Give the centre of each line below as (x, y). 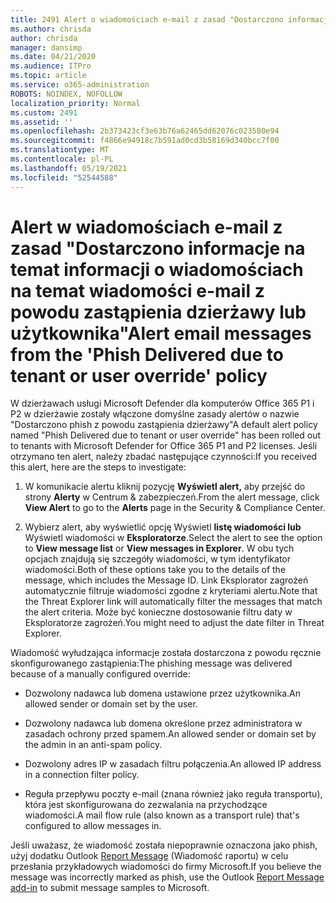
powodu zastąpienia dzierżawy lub (158, 312)
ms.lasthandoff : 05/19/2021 (69, 168)
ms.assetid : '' (42, 122)
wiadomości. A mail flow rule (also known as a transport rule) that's (162, 815)
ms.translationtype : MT (60, 150)
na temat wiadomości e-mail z (137, 290)
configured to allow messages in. (93, 826)
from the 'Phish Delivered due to (147, 354)
